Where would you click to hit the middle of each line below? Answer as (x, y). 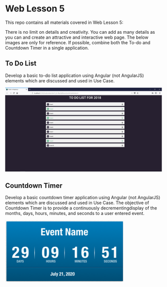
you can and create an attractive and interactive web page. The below (77, 37)
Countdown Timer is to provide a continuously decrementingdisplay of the (81, 208)
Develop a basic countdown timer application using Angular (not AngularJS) (83, 198)
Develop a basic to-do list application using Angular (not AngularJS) (75, 75)
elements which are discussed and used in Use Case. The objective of (77, 203)
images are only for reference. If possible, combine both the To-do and (78, 42)
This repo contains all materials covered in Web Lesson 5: (64, 22)
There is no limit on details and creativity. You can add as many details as (80, 32)
